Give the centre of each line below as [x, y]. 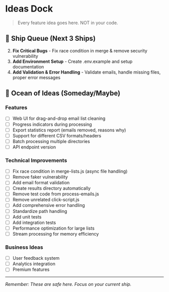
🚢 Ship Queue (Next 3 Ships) [51, 39]
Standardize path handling [40, 211]
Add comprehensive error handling [49, 205]
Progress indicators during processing [52, 124]
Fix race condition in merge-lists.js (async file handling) [70, 171]
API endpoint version [34, 147]
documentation [28, 66]
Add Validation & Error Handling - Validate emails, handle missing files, [87, 72]
